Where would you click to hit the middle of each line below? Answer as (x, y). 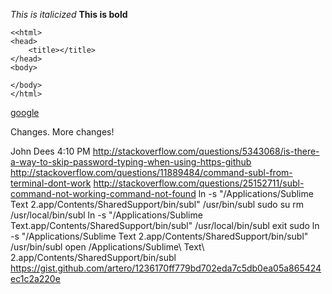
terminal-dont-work (51, 183)
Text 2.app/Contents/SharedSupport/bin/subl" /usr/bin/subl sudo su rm (157, 204)
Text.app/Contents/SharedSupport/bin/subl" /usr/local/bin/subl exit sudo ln (165, 225)
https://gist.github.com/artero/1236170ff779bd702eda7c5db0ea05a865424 (166, 268)
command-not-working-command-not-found (103, 193)
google (25, 112)
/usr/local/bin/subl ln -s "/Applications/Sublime (106, 215)
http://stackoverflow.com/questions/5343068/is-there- (206, 151)
